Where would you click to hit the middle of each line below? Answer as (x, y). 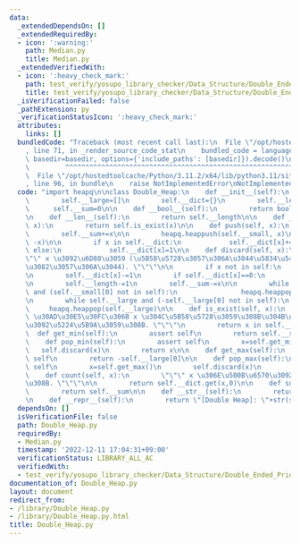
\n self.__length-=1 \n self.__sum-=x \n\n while (158, 284)
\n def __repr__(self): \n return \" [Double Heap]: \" (147, 400)
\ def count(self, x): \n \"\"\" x (109, 375)
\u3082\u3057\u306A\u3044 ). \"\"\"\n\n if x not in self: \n (153, 267)
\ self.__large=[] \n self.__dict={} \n (125, 201)
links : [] (44, 134)
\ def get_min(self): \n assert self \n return (141, 334)
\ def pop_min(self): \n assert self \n (117, 342)
